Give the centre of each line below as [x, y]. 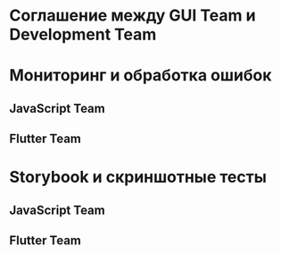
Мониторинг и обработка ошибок [140, 76]
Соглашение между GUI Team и [132, 16]
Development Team [83, 34]
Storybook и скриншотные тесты [138, 178]
